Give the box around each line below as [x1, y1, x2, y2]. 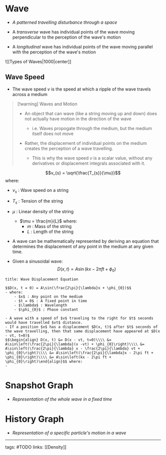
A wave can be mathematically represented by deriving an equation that [12, 238, 159, 244]
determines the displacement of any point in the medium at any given [12, 243, 154, 250]
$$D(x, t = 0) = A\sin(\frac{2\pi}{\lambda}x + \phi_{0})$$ [5, 285, 132, 291]
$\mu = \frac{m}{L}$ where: [19, 218, 78, 224]
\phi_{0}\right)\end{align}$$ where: [5, 359, 83, 364]
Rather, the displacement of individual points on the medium [24, 140, 147, 146]
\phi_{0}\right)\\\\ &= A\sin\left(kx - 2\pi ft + [5, 355, 112, 360]
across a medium [12, 91, 48, 97]
